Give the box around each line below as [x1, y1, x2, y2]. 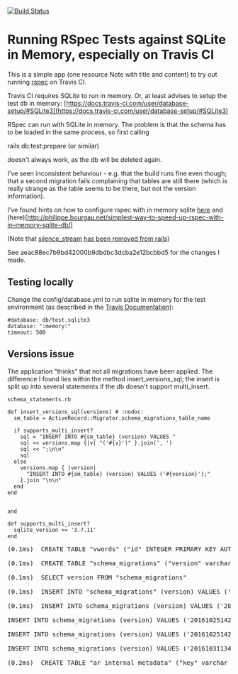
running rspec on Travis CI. [7, 77, 87, 86]
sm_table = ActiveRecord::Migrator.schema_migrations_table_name [13, 414, 211, 422]
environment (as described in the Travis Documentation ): [7, 303, 174, 311]
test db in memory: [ [7, 99, 67, 107]
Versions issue [7, 348, 74, 360]
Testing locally [7, 276, 74, 288]
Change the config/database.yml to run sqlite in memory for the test [7, 295, 206, 303]
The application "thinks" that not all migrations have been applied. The [7, 366, 213, 376]
